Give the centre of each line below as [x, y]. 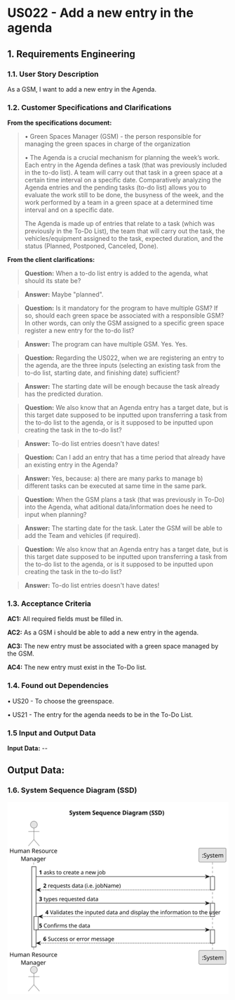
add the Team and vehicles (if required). [82, 536]
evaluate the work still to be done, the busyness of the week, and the [124, 195]
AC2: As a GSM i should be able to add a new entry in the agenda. [103, 632]
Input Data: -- [27, 749]
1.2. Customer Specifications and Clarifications [89, 107]
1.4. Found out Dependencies [58, 686]
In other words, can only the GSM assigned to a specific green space [124, 323]
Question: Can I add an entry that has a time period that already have [125, 457]
